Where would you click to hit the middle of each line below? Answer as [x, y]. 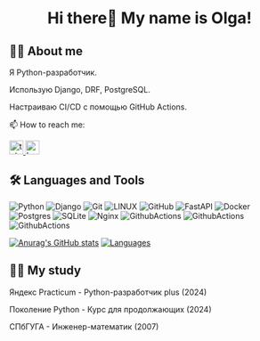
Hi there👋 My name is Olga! [150, 18]
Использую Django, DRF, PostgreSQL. [80, 89]
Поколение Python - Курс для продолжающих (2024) [110, 309]
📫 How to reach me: [47, 125]
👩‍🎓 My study [45, 271]
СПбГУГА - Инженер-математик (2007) [84, 326]
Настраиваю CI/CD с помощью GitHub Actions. [98, 107]
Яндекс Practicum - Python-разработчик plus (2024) [108, 292]
